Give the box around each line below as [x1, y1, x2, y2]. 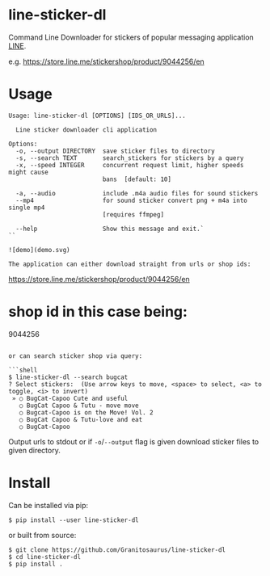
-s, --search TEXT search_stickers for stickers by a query [15, 153, 244, 162]
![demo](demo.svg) [8, 246, 70, 254]
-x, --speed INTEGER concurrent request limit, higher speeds [15, 161, 244, 169]
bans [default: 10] [102, 175, 172, 183]
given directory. [8, 445, 61, 455]
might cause [8, 168, 49, 176]
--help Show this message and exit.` [15, 225, 205, 233]
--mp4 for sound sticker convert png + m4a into [15, 196, 248, 204]
